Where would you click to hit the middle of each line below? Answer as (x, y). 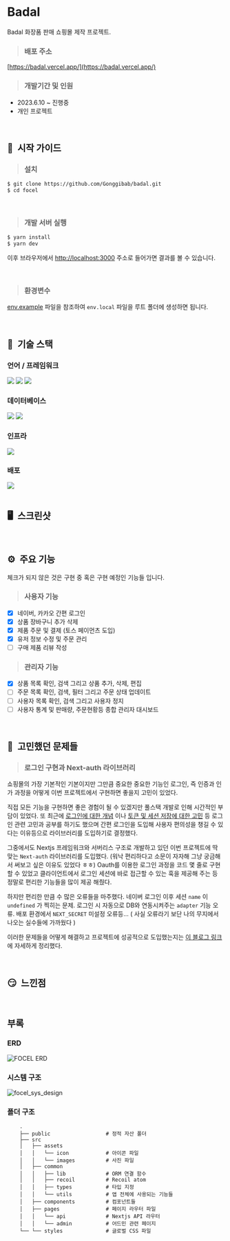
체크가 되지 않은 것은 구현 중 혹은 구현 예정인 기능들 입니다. (86, 577)
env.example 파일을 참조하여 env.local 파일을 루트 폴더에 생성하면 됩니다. (108, 307)
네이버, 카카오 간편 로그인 (51, 613)
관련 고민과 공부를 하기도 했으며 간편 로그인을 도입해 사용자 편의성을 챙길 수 (115, 825)
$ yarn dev (23, 244)
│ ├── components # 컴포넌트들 (78, 1202)
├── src (30, 1140)
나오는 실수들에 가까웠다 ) (41, 922)
